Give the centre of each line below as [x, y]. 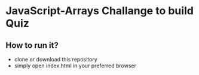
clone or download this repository [56, 59]
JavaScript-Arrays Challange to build [99, 11]
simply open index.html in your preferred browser [75, 66]
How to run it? [32, 45]
